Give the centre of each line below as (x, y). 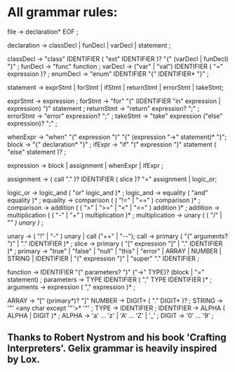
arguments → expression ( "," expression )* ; (71, 287)
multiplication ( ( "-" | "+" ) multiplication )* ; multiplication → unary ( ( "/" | (115, 215)
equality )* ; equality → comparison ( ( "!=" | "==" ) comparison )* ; (104, 200)
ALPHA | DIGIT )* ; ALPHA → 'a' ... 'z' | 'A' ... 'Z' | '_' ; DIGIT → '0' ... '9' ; (110, 315)
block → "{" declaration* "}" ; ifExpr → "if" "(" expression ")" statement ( (112, 144)
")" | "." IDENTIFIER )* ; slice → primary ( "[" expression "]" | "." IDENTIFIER (115, 244)
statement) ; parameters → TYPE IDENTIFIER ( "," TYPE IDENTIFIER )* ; (109, 279)
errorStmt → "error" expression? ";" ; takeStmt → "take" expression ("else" (115, 116)
